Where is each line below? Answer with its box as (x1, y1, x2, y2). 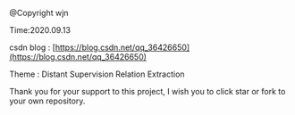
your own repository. (9, 95, 86, 106)
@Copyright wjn (9, 8, 69, 18)
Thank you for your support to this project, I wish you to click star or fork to (9, 86, 286, 96)
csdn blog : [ (9, 42, 56, 53)
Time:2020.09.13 (9, 25, 72, 35)
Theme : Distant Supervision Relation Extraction (9, 69, 185, 79)
